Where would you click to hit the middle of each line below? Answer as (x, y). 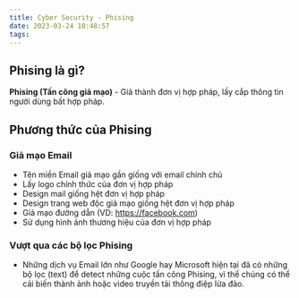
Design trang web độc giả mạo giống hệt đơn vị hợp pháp (128, 203)
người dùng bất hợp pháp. (57, 102)
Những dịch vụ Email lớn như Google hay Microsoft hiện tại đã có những (155, 265)
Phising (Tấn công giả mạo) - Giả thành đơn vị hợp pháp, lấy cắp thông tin (146, 92)
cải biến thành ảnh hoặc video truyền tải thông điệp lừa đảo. (133, 284)
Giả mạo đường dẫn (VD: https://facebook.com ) (110, 212)
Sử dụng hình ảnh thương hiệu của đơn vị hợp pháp (117, 222)
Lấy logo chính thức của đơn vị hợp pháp (98, 183)
